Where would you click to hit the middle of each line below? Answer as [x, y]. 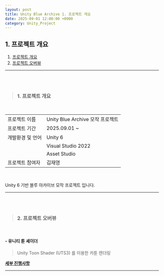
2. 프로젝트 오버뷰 [37, 218]
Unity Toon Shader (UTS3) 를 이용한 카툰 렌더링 [64, 253]
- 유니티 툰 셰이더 [21, 241]
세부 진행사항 [18, 263]
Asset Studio [61, 154]
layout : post [18, 10]
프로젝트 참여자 [24, 163]
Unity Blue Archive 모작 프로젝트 [82, 119]
